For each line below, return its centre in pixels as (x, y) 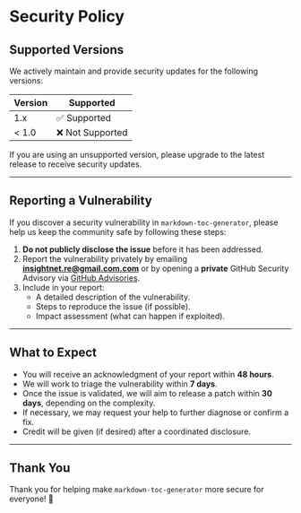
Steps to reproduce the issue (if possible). (113, 306)
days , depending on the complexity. (89, 403)
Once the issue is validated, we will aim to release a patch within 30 (147, 393)
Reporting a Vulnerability (81, 200)
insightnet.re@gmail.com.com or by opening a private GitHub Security (155, 268)
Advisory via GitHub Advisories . (81, 278)
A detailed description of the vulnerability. (113, 297)
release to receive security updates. (76, 164)
